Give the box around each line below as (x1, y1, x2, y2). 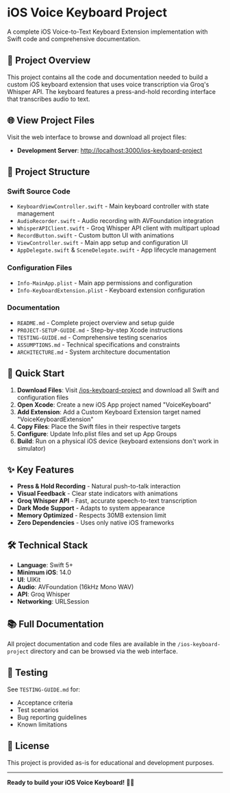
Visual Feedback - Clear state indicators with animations (16, 489, 178, 498)
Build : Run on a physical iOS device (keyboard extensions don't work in (16, 437, 219, 445)
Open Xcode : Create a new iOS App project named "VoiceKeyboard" (16, 400, 212, 409)
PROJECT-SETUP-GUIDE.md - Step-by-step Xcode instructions (16, 326, 183, 334)
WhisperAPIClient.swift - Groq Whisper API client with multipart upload (16, 224, 220, 233)
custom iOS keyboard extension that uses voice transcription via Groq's (7, 80, 209, 88)
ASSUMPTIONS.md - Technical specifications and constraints (16, 340, 180, 348)
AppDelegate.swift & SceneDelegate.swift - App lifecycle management (16, 246, 217, 255)
